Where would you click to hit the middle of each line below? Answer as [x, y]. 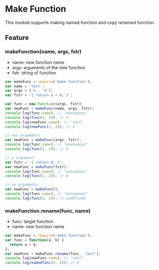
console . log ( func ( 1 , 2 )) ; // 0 [37, 176]
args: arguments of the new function [49, 67]
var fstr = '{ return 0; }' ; [35, 162]
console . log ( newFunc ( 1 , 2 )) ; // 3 [40, 127]
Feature [17, 38]
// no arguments [21, 185]
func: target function [33, 222]
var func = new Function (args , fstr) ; [44, 104]
